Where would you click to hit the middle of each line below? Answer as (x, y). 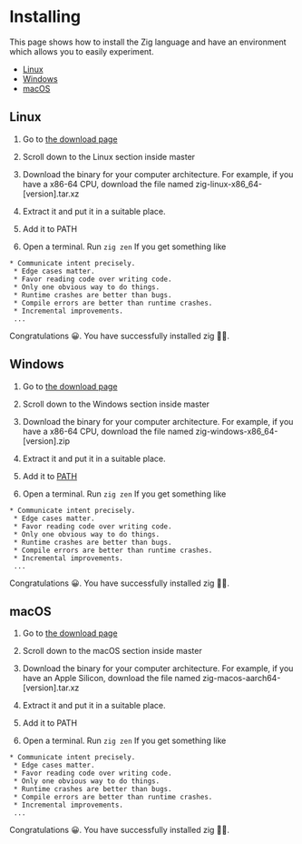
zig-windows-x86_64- (237, 431)
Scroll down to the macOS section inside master (112, 651)
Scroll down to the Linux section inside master (109, 156)
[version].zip (46, 441)
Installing (45, 17)
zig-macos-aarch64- (242, 678)
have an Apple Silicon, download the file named (112, 678)
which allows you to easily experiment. (82, 51)
